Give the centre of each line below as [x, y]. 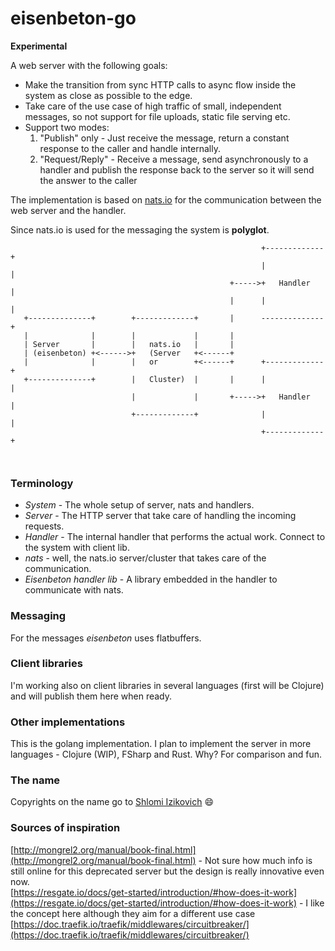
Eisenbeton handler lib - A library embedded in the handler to [151, 579]
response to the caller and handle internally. [130, 148]
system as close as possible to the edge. [108, 95]
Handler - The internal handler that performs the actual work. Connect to [175, 537]
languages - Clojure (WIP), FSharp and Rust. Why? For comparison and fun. [166, 754]
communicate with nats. [74, 590]
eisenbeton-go [73, 18]
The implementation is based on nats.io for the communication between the [166, 199]
